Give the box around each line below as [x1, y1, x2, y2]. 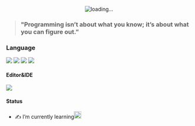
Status [6, 98, 23, 105]
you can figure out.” [20, 27, 80, 35]
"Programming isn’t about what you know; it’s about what [20, 20, 190, 28]
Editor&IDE [6, 71, 34, 78]
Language [6, 43, 36, 51]
